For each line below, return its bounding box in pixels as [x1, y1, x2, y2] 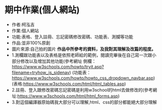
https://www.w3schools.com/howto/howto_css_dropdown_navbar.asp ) [11, 75, 155, 81]
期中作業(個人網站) [4, 4, 80, 16]
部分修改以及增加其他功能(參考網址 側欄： [11, 58, 96, 64]
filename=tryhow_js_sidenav [11, 69, 69, 75]
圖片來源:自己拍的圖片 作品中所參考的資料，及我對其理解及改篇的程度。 [11, 46, 156, 52]
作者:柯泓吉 [11, 22, 35, 27]
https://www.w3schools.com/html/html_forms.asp [17, 93, 118, 99]
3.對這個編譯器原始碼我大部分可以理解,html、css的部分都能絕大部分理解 [11, 99, 157, 105]
